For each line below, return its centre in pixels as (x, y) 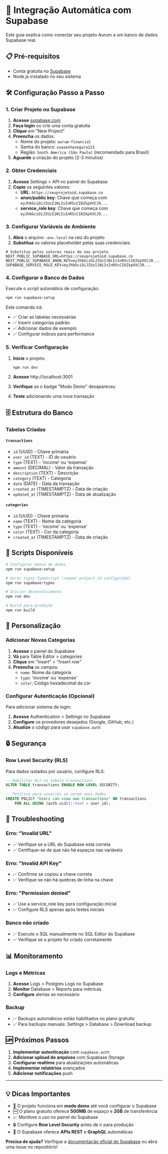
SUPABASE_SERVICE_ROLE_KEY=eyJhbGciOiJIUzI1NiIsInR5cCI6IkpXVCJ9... (78, 265)
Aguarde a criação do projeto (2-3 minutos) (58, 158)
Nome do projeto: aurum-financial (56, 142)
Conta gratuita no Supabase (42, 71)
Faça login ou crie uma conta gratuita (51, 126)
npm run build (20, 610)
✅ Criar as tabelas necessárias (44, 317)
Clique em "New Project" (39, 131)
